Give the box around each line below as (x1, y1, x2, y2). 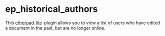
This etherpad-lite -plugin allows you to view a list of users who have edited (5, 20, 160, 26)
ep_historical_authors (5, 3, 98, 15)
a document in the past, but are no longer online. (5, 25, 106, 31)
